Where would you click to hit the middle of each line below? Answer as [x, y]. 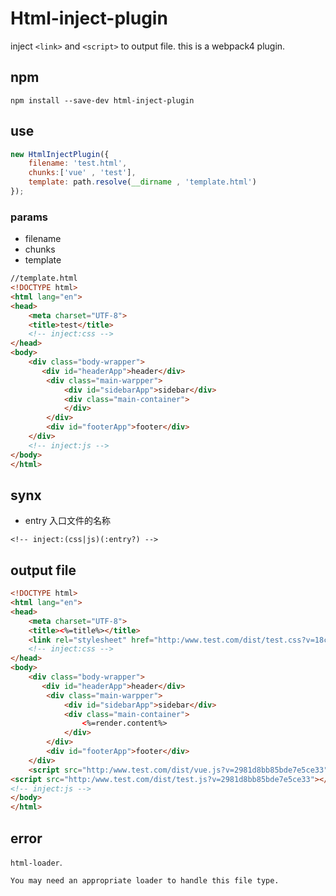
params [29, 217]
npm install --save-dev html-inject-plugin [102, 100]
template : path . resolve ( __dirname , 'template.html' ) [142, 182]
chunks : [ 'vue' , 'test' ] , [82, 173]
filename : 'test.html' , [78, 163]
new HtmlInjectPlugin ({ [60, 154]
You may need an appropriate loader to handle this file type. [145, 881]
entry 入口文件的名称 [68, 521]
